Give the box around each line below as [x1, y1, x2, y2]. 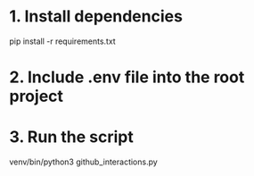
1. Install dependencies [9, 6, 183, 27]
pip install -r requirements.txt [9, 36, 116, 46]
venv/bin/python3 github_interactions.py [9, 156, 158, 167]
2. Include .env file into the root [9, 67, 245, 88]
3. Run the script [9, 127, 134, 147]
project [9, 87, 64, 106]
